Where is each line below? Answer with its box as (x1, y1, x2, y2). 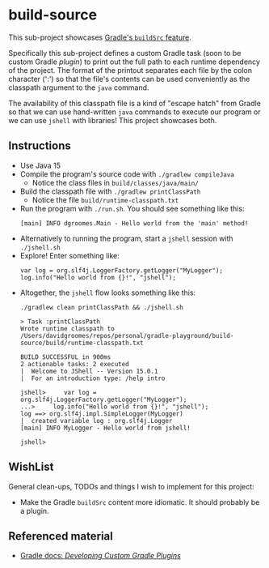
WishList (8, 460, 54, 474)
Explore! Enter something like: (19, 250, 120, 260)
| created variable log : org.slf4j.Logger (19, 416, 173, 425)
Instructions (8, 139, 71, 153)
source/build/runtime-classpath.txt (19, 339, 144, 347)
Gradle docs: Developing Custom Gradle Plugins (19, 551, 182, 561)
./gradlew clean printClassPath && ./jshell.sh (19, 303, 183, 311)
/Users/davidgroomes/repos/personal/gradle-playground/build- (19, 331, 234, 340)
